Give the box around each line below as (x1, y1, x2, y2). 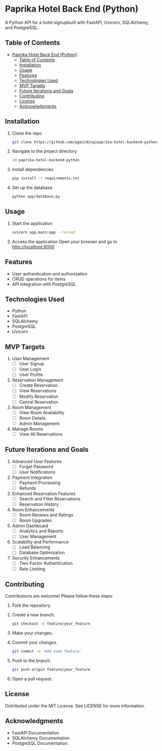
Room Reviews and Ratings (19, 512, 74, 518)
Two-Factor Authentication (19, 560, 73, 566)
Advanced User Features (12, 458, 62, 464)
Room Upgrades (19, 517, 52, 523)
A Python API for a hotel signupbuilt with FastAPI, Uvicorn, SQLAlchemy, (5, 19, 149, 25)
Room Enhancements (12, 507, 55, 513)
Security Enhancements (12, 555, 60, 561)
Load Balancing (19, 544, 51, 550)
